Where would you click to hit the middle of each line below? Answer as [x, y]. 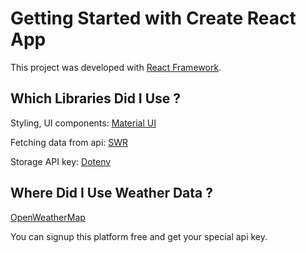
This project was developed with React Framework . [116, 67]
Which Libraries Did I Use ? [96, 98]
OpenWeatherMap [48, 217]
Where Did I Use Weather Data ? [112, 193]
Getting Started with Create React [153, 18]
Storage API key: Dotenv [61, 161]
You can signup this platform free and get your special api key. [139, 236]
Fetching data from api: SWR [69, 142]
